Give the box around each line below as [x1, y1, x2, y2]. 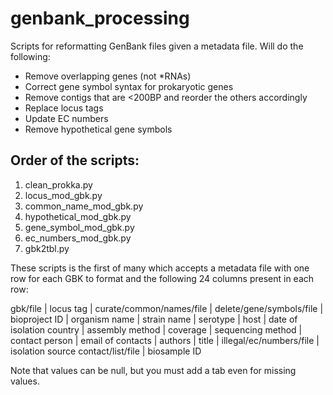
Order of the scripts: [10, 152, 140, 169]
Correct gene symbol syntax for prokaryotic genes [24, 80, 234, 92]
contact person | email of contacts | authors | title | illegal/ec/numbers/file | [10, 334, 320, 346]
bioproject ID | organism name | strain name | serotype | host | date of [10, 313, 298, 325]
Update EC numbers [24, 112, 109, 124]
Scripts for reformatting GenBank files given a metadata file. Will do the [10, 40, 304, 52]
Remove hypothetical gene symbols [24, 123, 173, 135]
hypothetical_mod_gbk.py [24, 210, 132, 222]
